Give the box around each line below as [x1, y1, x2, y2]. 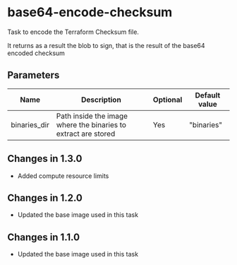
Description [80, 95, 121, 105]
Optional [152, 95, 183, 105]
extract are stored [56, 129, 116, 139]
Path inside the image [56, 111, 128, 121]
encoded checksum [7, 49, 66, 57]
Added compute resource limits [17, 171, 109, 180]
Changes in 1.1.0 [7, 231, 80, 243]
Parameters [7, 69, 60, 81]
